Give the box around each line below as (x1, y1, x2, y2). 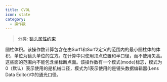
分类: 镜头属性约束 (17, 36, 56, 42)
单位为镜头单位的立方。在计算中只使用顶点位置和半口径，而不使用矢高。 (14, 53, 165, 59)
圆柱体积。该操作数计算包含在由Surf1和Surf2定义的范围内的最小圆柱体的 (5, 46, 156, 53)
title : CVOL (5, 7, 30, 13)
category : (5, 17, 26, 22)
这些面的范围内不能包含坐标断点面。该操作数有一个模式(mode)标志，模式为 (5, 59, 162, 65)
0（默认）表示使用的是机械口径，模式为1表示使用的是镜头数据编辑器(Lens (5, 65, 159, 71)
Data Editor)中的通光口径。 (5, 71, 62, 78)
